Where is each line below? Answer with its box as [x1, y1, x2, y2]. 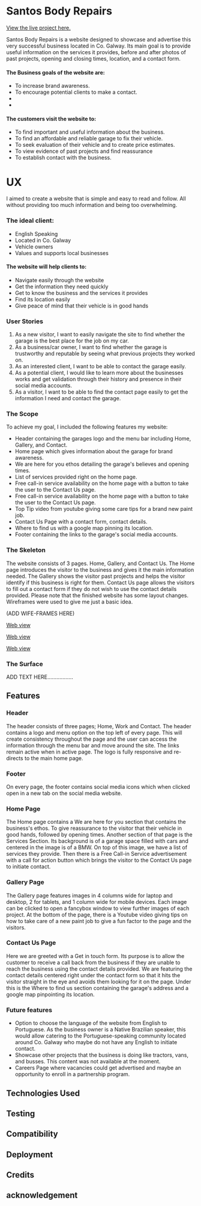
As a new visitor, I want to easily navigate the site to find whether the [14, 331, 185, 338]
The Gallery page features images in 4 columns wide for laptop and [6, 892, 173, 899]
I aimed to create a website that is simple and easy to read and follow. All [6, 195, 186, 202]
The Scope [6, 410, 39, 418]
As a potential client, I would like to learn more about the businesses [14, 369, 184, 377]
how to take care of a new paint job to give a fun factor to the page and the [6, 917, 192, 924]
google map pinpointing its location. [6, 991, 95, 998]
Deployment [6, 1149, 53, 1160]
